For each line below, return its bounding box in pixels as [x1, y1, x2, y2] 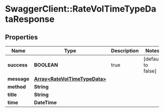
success [7, 62, 28, 68]
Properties [5, 33, 38, 41]
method [7, 83, 26, 90]
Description [111, 48, 139, 54]
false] [143, 68, 157, 74]
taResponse [5, 14, 55, 25]
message [7, 76, 29, 82]
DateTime [34, 99, 57, 106]
